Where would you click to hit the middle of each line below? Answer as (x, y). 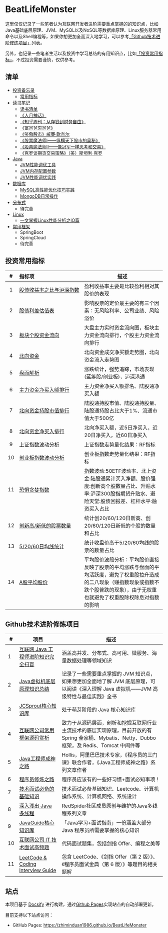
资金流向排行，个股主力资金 (122, 335)
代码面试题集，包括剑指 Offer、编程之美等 (111, 843)
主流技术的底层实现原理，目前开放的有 (107, 730)
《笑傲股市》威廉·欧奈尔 (45, 134)
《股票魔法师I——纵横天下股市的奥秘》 (60, 140)
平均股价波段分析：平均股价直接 (122, 559)
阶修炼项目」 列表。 (25, 43)
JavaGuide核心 (37, 823)
